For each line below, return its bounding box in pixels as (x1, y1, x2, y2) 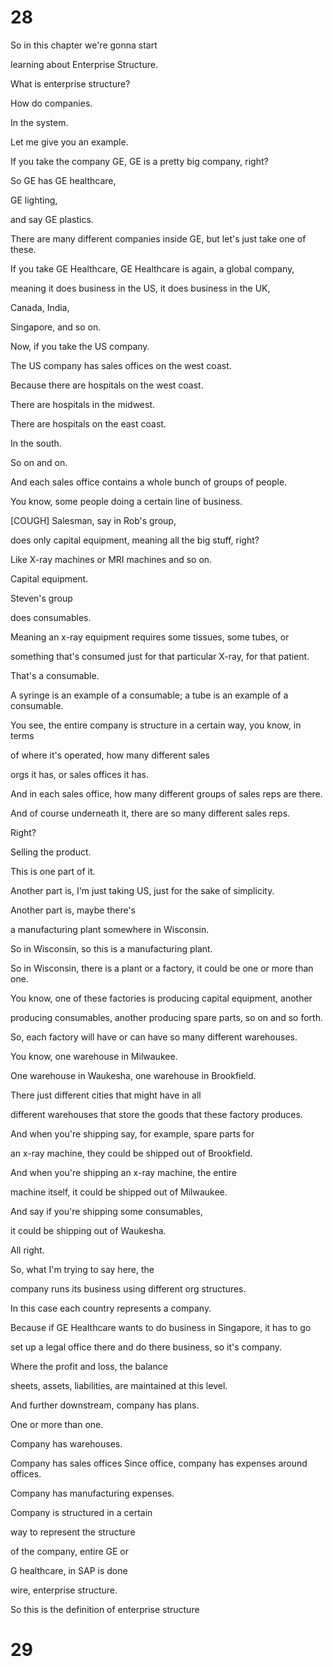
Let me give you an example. (10, 136, 129, 148)
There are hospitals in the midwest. (10, 398, 156, 410)
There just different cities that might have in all (10, 1089, 202, 1101)
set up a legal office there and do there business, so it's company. (10, 1341, 283, 1353)
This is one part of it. (10, 865, 96, 877)
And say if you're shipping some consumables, (10, 1205, 203, 1217)
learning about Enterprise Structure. (10, 58, 158, 70)
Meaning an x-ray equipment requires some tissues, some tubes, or (10, 631, 290, 643)
